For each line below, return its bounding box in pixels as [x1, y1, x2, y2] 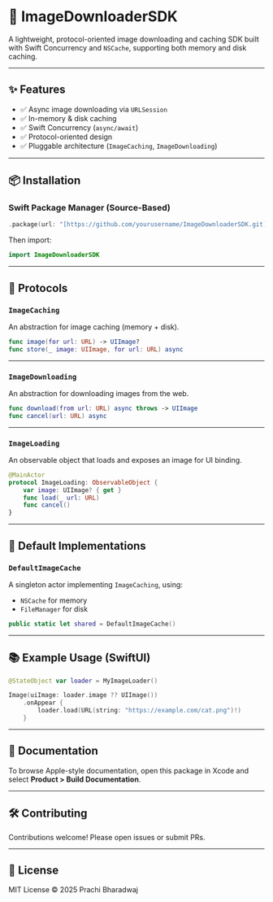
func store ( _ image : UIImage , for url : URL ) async [8, 345, 184, 353]
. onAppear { [23, 699, 63, 707]
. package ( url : [8, 220, 57, 229]
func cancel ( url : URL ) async [8, 412, 107, 420]
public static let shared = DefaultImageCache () [8, 620, 176, 628]
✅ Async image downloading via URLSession [19, 104, 168, 114]
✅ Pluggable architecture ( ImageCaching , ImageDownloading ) [19, 141, 218, 150]
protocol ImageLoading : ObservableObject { [8, 478, 158, 486]
